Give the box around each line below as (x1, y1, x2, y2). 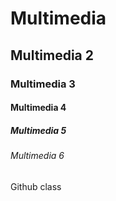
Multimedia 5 (10, 124, 67, 136)
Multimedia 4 (10, 102, 67, 114)
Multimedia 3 (10, 77, 76, 91)
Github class (10, 180, 62, 192)
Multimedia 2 (10, 47, 95, 64)
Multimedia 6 (10, 150, 65, 162)
